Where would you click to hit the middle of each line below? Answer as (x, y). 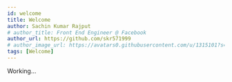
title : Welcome (29, 20)
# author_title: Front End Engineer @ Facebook (77, 32)
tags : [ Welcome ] (30, 52)
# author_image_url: (37, 45)
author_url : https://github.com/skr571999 (69, 39)
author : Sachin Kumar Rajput (49, 26)
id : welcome (24, 13)
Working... (22, 71)
